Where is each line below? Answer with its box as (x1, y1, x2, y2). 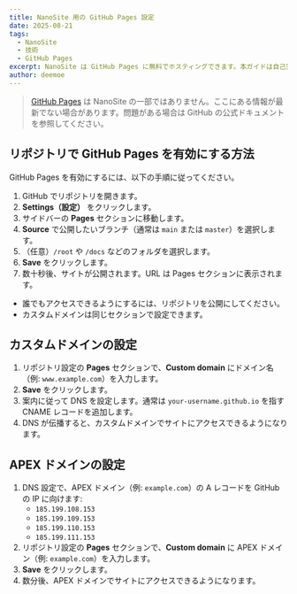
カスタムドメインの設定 (9, 337, 137, 352)
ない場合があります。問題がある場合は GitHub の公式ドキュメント (46, 107, 285, 118)
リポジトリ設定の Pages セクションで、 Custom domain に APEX (21, 542, 258, 553)
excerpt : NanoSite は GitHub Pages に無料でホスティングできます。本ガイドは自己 (9, 63, 286, 72)
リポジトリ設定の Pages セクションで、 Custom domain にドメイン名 (21, 362, 274, 373)
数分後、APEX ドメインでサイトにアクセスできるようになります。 (21, 575, 261, 586)
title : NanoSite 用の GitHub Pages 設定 (9, 12, 155, 22)
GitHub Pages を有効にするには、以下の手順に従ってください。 (9, 172, 240, 182)
